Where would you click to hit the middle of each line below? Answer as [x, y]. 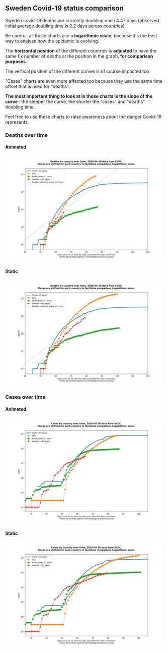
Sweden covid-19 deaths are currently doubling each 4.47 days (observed [82, 20]
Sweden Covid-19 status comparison [64, 8]
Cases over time [26, 397]
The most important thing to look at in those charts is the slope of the [79, 96]
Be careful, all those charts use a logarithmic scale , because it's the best [81, 35]
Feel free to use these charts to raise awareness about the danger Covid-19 [83, 117]
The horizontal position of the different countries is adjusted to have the [81, 50]
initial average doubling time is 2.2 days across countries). [66, 26]
